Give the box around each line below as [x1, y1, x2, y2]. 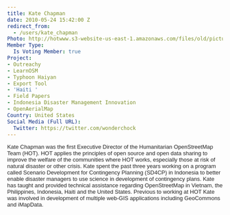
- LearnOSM [7, 67, 38, 74]
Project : [7, 55, 32, 62]
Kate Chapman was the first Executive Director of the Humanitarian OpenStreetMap [7, 143, 214, 151]
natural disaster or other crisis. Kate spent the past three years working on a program [7, 162, 216, 170]
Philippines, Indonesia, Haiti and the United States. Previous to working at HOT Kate [7, 188, 215, 196]
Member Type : [7, 42, 44, 49]
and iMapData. [7, 201, 44, 209]
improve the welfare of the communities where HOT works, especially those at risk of [7, 156, 216, 164]
